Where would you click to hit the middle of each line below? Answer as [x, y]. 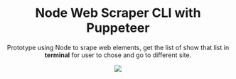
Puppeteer [118, 28]
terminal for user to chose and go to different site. [118, 55]
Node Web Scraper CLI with [118, 13]
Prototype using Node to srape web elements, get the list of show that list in [118, 47]
